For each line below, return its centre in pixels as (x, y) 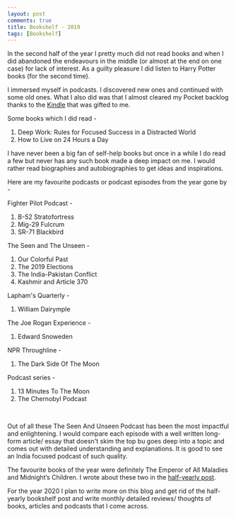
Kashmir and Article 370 (53, 282)
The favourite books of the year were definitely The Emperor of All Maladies (118, 470)
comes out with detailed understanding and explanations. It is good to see (115, 448)
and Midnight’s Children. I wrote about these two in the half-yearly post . (112, 477)
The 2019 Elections (45, 267)
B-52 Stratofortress (46, 217)
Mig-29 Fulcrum (41, 225)
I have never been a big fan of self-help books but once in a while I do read (117, 153)
